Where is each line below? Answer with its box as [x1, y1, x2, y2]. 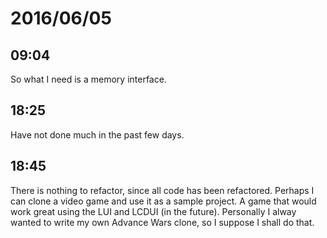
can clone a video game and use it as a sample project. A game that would [10, 195, 317, 207]
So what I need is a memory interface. [10, 73, 167, 85]
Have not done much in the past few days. [10, 128, 185, 141]
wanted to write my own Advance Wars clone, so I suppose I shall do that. [10, 216, 315, 228]
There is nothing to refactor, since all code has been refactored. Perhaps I [10, 184, 315, 196]
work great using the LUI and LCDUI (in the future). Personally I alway [10, 205, 297, 217]
